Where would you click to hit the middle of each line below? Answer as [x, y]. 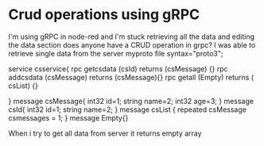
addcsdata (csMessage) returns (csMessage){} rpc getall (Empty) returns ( [131, 77]
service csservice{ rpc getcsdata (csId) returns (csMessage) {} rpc [118, 68]
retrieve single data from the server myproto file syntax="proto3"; [116, 53]
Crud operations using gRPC [104, 15]
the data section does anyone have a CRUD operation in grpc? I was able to [132, 44]
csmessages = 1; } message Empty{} [68, 117]
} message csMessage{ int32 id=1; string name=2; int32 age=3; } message [131, 101]
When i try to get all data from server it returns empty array [105, 133]
